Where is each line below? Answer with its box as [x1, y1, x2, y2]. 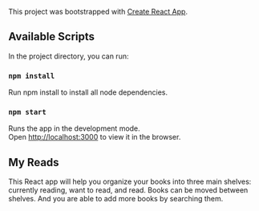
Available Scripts [8, 30, 95, 43]
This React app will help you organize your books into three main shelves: [8, 177, 252, 187]
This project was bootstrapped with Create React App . [8, 7, 188, 16]
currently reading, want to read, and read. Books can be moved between [8, 185, 249, 195]
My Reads [8, 156, 59, 169]
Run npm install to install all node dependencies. [8, 87, 168, 97]
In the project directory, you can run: [8, 51, 129, 61]
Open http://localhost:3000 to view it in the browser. [8, 132, 181, 142]
